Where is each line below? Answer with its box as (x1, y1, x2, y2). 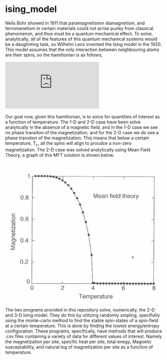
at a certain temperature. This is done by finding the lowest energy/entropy (5, 323, 160, 329)
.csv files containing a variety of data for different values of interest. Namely (5, 334, 162, 340)
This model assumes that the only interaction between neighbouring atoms (5, 46, 159, 52)
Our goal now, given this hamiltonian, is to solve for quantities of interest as (5, 113, 160, 119)
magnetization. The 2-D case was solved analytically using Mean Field (5, 146, 151, 153)
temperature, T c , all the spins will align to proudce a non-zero (5, 140, 131, 147)
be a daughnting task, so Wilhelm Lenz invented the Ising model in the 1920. (5, 41, 162, 47)
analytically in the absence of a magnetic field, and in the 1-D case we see (5, 124, 158, 130)
